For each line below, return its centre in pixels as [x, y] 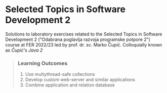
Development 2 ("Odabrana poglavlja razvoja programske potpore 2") [78, 39]
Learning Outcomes [43, 63]
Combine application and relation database [70, 85]
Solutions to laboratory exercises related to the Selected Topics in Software [84, 34]
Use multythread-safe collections [60, 74]
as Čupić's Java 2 [24, 50]
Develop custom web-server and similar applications [80, 80]
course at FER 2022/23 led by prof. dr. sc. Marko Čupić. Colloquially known [84, 44]
